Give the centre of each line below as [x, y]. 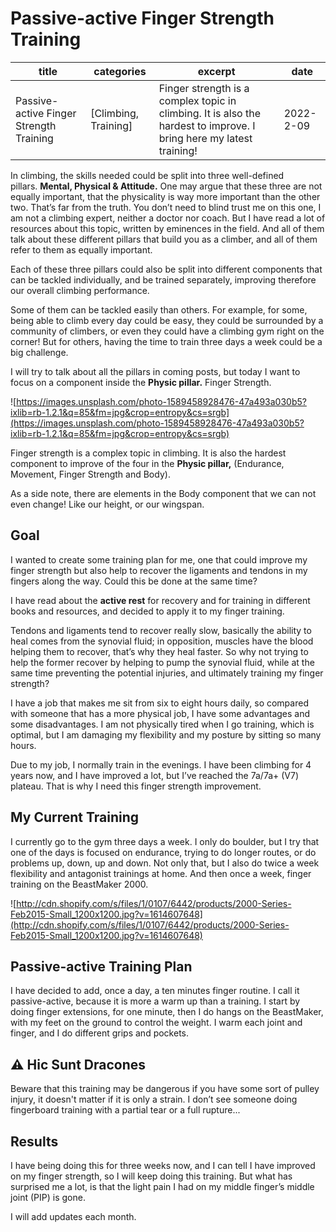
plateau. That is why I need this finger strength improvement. [136, 786]
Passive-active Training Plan [101, 966]
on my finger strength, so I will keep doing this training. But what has [151, 1176]
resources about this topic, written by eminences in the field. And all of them [167, 228]
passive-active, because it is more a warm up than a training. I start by [155, 1001]
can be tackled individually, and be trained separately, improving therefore [163, 279]
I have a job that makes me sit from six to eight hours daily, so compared [159, 703]
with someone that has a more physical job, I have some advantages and [160, 713]
